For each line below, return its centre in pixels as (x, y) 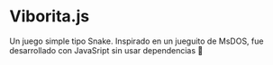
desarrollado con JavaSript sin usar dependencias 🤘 (106, 50)
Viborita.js (50, 16)
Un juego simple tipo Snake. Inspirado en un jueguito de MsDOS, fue (136, 41)
